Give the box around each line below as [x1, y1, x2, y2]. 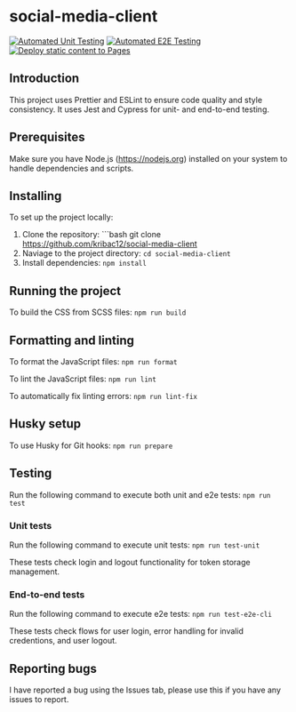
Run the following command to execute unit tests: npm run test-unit [9, 540, 260, 550]
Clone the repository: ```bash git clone [21, 229, 162, 240]
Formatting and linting [9, 332, 135, 348]
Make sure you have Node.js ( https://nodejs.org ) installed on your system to [9, 153, 288, 164]
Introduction [9, 71, 80, 86]
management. [9, 566, 60, 577]
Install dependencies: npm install [21, 258, 147, 268]
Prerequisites [9, 130, 85, 145]
